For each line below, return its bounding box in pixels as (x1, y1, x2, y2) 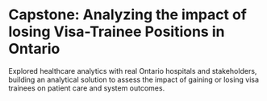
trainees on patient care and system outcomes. (8, 83, 165, 93)
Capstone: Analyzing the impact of (8, 6, 248, 24)
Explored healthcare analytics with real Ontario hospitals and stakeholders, (8, 66, 257, 75)
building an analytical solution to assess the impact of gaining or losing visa (8, 75, 260, 84)
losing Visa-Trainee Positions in (8, 22, 225, 41)
